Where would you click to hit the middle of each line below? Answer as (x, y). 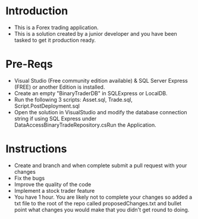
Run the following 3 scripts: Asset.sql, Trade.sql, (73, 99)
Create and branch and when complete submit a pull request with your (100, 165)
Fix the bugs (29, 178)
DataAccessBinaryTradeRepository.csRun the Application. (85, 125)
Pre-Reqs (29, 64)
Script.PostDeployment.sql (47, 106)
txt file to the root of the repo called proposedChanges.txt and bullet (98, 203)
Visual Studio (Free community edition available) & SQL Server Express (101, 80)
